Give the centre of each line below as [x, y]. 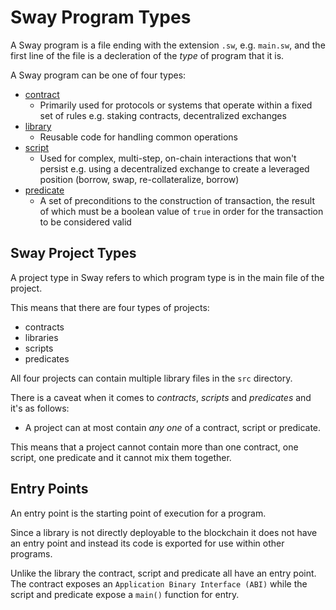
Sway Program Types [101, 17]
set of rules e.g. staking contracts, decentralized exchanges [163, 115]
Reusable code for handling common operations [138, 137]
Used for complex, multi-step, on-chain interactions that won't [168, 158]
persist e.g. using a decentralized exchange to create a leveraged [174, 168]
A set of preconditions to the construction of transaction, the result [177, 200]
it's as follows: [40, 408]
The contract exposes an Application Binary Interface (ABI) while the [159, 583]
